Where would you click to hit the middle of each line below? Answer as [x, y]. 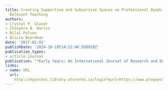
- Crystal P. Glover [27, 24]
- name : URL [17, 70]
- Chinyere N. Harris [28, 28]
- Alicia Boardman [24, 38]
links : [12, 65]
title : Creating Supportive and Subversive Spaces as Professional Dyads [84, 10]
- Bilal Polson [21, 33]
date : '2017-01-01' [25, 42]
